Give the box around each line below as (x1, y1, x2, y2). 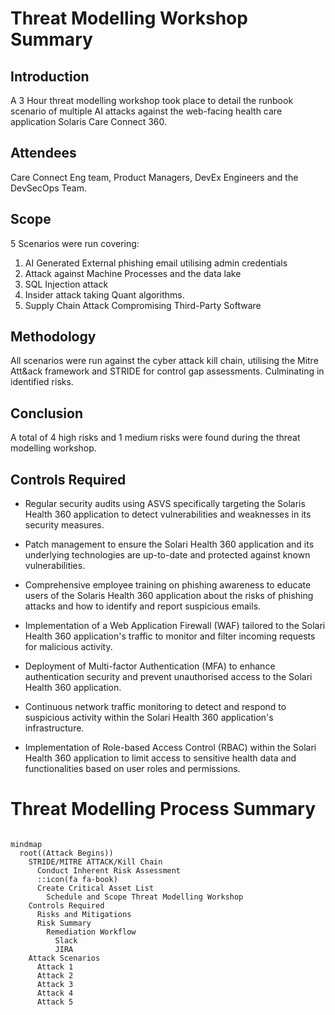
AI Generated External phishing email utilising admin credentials (24, 257, 288, 269)
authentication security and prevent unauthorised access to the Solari (24, 671, 313, 683)
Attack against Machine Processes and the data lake (24, 267, 242, 279)
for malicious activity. (24, 641, 113, 653)
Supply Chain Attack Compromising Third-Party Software (24, 299, 262, 311)
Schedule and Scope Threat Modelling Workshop (46, 892, 244, 902)
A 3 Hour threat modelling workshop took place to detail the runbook (10, 95, 294, 106)
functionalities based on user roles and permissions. (24, 763, 241, 775)
